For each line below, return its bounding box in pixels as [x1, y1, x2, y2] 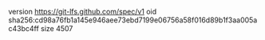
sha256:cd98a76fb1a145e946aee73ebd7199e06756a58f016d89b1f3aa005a [8, 15, 258, 25]
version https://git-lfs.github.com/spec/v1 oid [8, 7, 157, 16]
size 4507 [41, 24, 73, 33]
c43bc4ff [8, 24, 40, 33]
